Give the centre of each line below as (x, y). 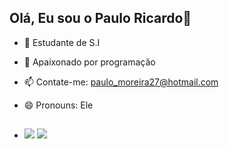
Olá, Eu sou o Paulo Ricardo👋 (100, 18)
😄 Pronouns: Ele (58, 105)
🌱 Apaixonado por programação (89, 62)
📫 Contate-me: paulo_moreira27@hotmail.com (121, 82)
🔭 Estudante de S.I (62, 42)
